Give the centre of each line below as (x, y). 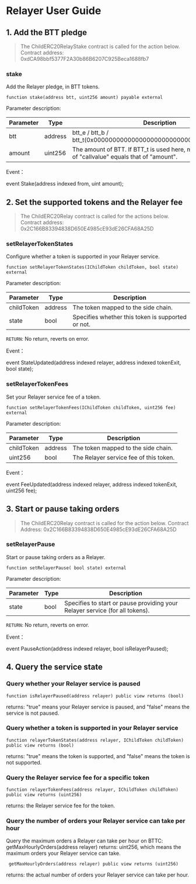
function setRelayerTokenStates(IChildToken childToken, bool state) (92, 268)
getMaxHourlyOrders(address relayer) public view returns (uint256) (94, 864)
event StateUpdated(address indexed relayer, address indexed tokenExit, (94, 363)
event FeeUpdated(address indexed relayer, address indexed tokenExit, (92, 484)
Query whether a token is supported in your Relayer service (92, 728)
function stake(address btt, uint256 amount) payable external (85, 98)
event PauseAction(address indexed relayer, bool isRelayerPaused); (87, 649)
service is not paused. (33, 713)
